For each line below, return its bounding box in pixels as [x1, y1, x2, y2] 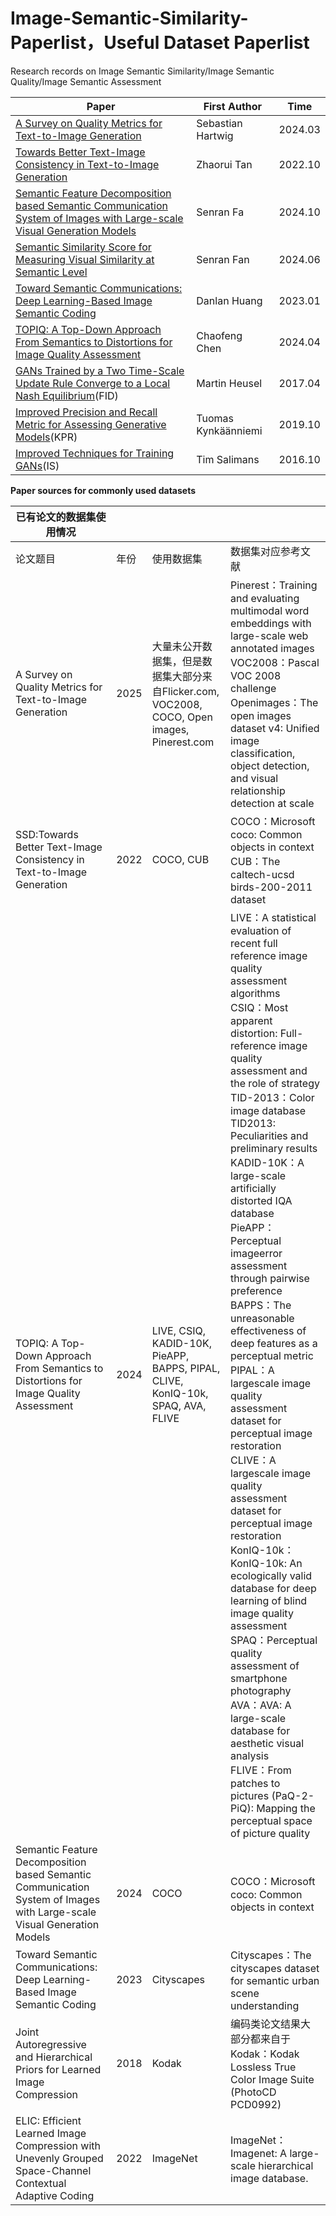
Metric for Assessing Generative [15, 417, 167, 431]
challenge [230, 681, 277, 695]
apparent [230, 1013, 273, 1027]
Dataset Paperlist [163, 32, 310, 54]
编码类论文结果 [230, 2017, 302, 2031]
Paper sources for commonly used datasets [10, 484, 197, 496]
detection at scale [230, 796, 315, 810]
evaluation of [230, 923, 292, 937]
